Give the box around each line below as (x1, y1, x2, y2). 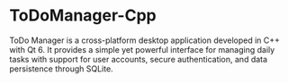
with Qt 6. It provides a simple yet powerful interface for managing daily (9, 44, 275, 54)
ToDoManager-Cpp (9, 5, 157, 26)
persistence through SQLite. (9, 63, 114, 74)
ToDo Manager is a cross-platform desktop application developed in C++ (9, 35, 281, 46)
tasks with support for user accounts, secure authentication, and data (9, 54, 268, 64)
